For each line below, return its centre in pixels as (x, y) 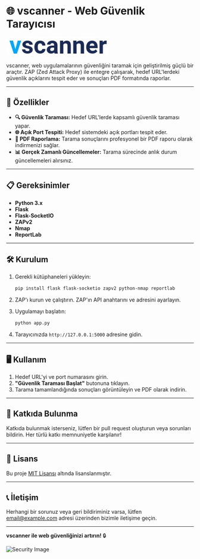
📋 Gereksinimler (38, 186)
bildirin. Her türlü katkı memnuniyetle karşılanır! (64, 434)
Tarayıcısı (31, 24)
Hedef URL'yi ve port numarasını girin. (61, 377)
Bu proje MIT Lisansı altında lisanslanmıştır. (59, 473)
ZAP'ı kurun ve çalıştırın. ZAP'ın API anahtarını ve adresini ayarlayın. (98, 300)
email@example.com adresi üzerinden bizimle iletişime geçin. (82, 518)
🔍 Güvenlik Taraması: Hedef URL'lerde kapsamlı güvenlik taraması (97, 117)
